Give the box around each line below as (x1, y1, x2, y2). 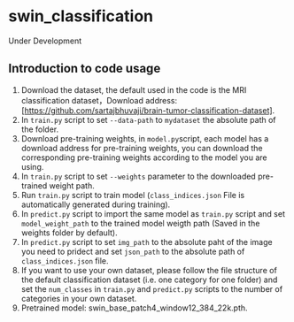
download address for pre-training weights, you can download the (20, 142, 263, 153)
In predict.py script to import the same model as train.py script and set (20, 208, 285, 218)
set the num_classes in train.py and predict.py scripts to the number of (20, 283, 283, 294)
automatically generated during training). (20, 199, 171, 210)
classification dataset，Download (20, 95, 143, 105)
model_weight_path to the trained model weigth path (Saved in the (20, 218, 260, 228)
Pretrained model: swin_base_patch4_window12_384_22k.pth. (20, 303, 249, 313)
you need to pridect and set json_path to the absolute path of (20, 246, 245, 257)
